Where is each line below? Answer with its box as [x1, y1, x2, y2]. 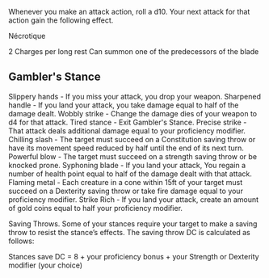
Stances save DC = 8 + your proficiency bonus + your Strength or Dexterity [8, 251, 260, 261]
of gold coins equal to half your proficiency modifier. [8, 203, 183, 213]
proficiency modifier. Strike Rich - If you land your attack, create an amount [8, 194, 259, 204]
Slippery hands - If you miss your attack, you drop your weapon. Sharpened [8, 91, 261, 101]
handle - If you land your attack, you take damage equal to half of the [8, 100, 239, 110]
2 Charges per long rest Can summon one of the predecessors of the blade [8, 47, 259, 56]
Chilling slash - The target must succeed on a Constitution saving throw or [8, 134, 256, 144]
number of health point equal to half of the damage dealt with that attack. [8, 169, 252, 179]
